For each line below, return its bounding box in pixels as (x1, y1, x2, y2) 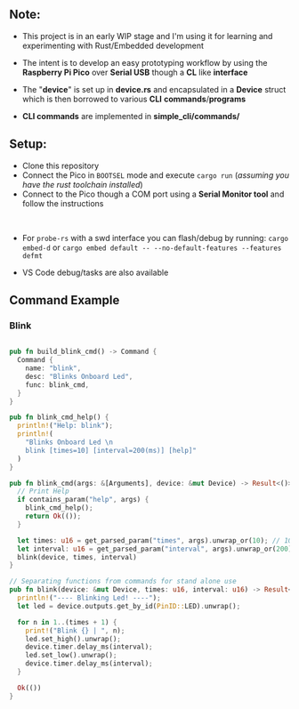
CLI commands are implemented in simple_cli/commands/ (21, 110, 240, 121)
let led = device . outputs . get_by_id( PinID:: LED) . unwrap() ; (17, 601, 241, 610)
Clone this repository (21, 160, 100, 171)
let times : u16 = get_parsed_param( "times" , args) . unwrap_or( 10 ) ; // (17, 536, 280, 545)
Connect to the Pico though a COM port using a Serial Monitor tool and (21, 189, 285, 199)
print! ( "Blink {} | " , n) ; (25, 626, 125, 635)
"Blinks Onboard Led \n (25, 438, 114, 447)
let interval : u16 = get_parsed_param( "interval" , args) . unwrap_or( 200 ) (17, 544, 293, 553)
